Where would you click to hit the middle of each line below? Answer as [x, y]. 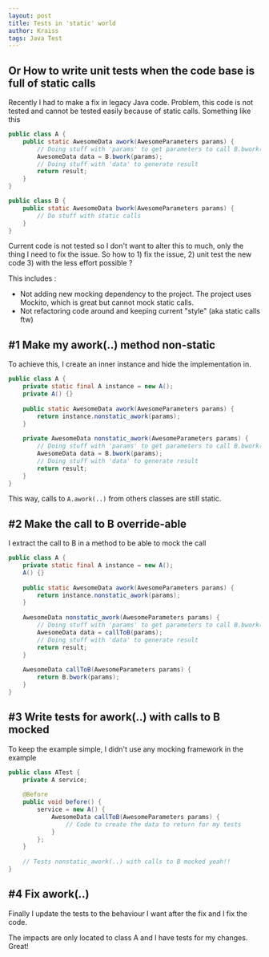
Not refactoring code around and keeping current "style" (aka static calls [140, 311]
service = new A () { [71, 809]
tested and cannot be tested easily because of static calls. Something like [130, 111]
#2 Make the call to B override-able [97, 523]
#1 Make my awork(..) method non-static [112, 345]
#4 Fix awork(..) [49, 894]
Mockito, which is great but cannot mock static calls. [107, 302]
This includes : [32, 278]
